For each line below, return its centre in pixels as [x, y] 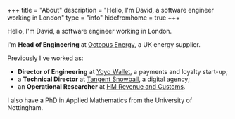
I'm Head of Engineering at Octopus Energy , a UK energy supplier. [104, 44]
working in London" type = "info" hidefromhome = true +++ [94, 17]
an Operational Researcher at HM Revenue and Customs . [101, 86]
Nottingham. [25, 107]
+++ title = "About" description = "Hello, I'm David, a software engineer [111, 10]
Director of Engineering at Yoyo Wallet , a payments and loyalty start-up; [123, 72]
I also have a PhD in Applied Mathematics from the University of [100, 100]
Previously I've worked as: [45, 58]
